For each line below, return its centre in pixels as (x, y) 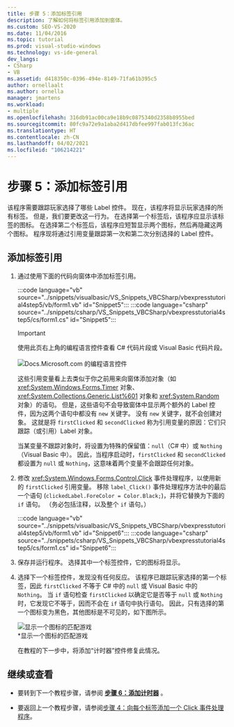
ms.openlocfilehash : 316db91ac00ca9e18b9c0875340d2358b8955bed (101, 117)
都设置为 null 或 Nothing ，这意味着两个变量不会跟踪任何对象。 (107, 463)
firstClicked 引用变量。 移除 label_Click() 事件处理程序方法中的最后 (126, 487)
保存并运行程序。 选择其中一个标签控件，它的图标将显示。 (101, 562)
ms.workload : (26, 105)
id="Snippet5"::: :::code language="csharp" (146, 304)
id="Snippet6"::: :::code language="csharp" (146, 533)
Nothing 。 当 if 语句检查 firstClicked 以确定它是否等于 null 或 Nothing (120, 594)
